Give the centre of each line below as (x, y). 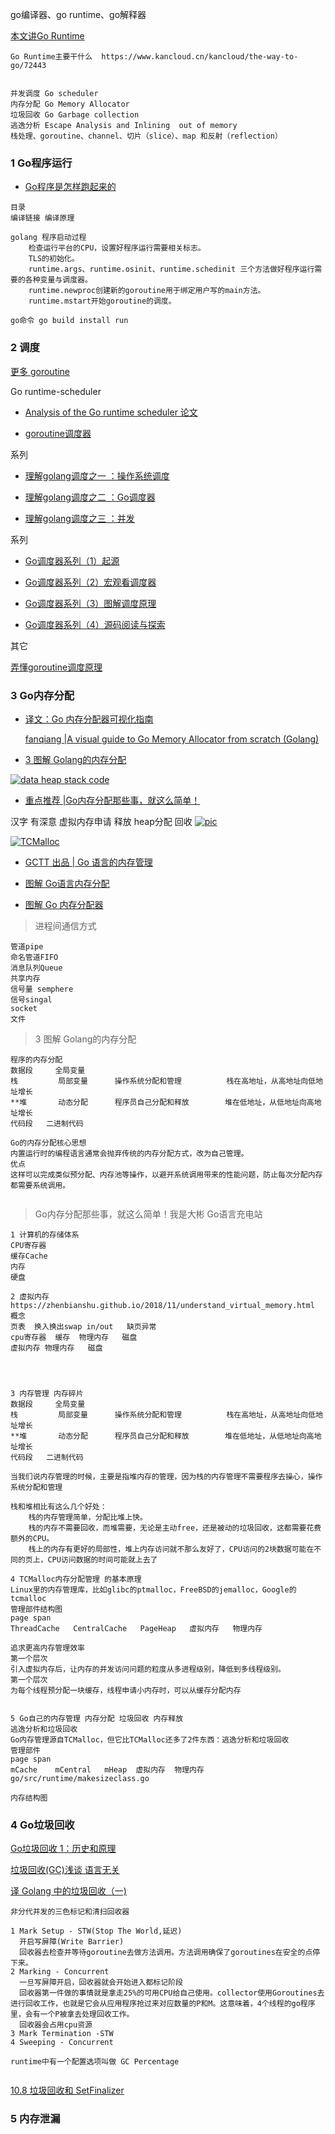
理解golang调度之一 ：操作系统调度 (97, 475)
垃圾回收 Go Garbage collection (75, 115)
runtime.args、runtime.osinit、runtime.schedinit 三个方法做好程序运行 (171, 269)
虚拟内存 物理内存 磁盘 (56, 1348)
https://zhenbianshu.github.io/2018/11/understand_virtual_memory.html (162, 1305)
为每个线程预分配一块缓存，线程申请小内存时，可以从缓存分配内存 (126, 1690)
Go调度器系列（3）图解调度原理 (90, 603)
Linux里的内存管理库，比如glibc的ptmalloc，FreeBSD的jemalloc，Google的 (153, 1589)
